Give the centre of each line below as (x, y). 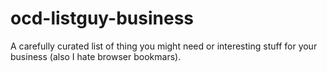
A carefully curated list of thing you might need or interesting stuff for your (164, 46)
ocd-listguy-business (102, 18)
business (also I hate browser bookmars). (96, 56)
